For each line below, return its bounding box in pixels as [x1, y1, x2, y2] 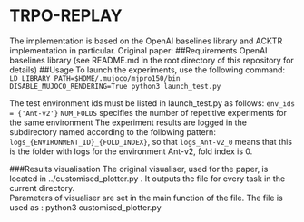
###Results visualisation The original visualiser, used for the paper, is [9, 163, 269, 174]
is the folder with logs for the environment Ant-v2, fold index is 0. [9, 146, 253, 157]
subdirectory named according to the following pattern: [9, 126, 216, 137]
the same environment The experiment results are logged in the [9, 117, 248, 128]
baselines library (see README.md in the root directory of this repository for [9, 54, 295, 65]
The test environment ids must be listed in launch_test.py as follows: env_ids [9, 97, 296, 109]
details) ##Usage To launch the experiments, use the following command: [9, 64, 286, 75]
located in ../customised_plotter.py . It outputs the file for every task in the [9, 173, 286, 184]
